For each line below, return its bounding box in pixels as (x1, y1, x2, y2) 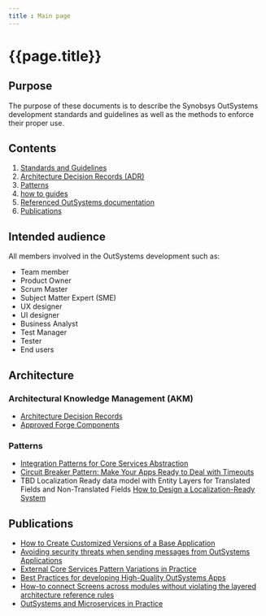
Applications (20, 556, 63, 566)
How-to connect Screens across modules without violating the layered (20, 582, 257, 592)
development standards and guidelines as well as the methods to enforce (8, 109, 255, 119)
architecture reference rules (20, 590, 115, 600)
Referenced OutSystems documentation (20, 197, 155, 207)
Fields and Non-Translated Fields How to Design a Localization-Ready (20, 484, 255, 494)
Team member (20, 267, 69, 277)
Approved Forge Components (20, 419, 120, 429)
